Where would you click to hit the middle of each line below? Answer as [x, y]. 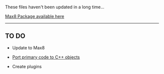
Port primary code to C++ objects [46, 57]
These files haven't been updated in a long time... [55, 7]
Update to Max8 [28, 47]
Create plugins [27, 66]
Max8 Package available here [35, 16]
